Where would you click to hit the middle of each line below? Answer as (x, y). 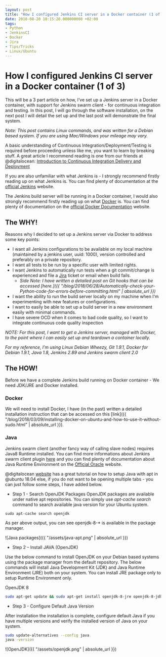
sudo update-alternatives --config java (47, 635)
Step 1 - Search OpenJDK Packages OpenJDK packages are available (83, 494)
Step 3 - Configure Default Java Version (53, 606)
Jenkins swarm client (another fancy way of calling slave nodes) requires (80, 448)
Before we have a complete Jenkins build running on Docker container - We (82, 380)
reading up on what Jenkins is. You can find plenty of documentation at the (82, 181)
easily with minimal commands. (44, 312)
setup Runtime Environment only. (39, 578)
